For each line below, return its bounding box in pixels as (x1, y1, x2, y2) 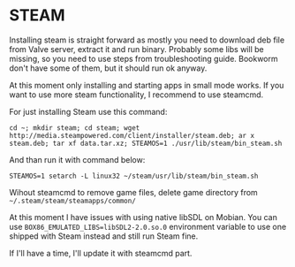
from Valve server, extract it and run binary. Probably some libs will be (9, 43, 264, 54)
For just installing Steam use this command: (9, 106, 168, 117)
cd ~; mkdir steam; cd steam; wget (9, 123, 140, 133)
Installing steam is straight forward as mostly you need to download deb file (9, 34, 285, 45)
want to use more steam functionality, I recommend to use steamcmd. (9, 89, 264, 100)
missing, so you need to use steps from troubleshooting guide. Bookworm (9, 53, 278, 64)
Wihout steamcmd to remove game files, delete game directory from (9, 187, 258, 197)
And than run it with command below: (9, 154, 146, 164)
